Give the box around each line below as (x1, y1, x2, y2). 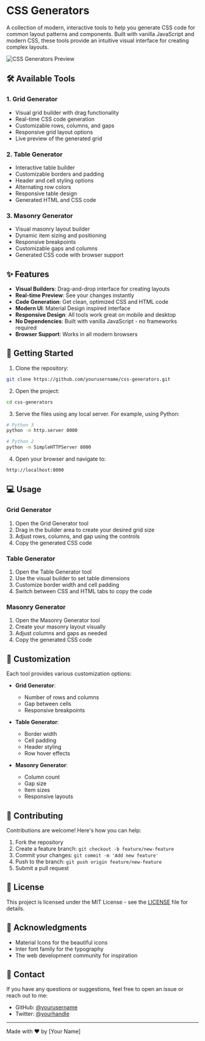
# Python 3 (6, 422, 34, 428)
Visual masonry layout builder (15, 225, 90, 232)
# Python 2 (6, 439, 34, 445)
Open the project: (15, 387, 60, 394)
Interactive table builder (15, 164, 75, 171)
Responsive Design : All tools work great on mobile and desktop (15, 311, 176, 319)
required (15, 324, 37, 331)
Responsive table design (15, 190, 77, 197)
